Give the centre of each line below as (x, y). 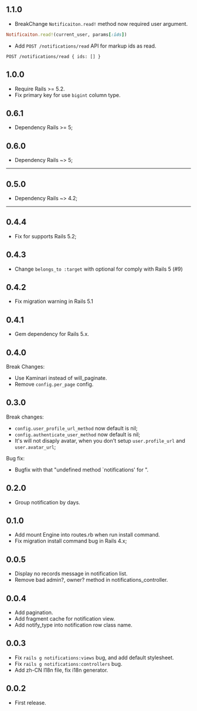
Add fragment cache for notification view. (65, 619)
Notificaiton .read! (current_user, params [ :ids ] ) (67, 35)
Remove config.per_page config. (54, 384)
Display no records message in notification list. (71, 574)
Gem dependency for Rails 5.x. (52, 334)
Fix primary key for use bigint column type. (67, 95)
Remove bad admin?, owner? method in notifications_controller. (91, 580)
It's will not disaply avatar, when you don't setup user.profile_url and (100, 440)
